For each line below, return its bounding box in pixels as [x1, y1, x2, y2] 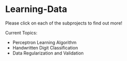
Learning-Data [5, 3, 68, 15]
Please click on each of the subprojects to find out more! [5, 20, 122, 26]
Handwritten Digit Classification [12, 44, 78, 50]
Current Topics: [5, 29, 38, 35]
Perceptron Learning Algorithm [12, 39, 77, 45]
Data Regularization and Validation [12, 50, 84, 56]
